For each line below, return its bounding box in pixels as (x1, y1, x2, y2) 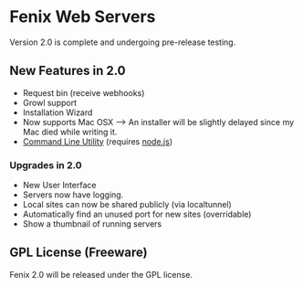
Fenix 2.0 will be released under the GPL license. (9, 269, 193, 280)
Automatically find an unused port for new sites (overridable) (22, 208, 252, 220)
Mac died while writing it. (22, 126, 118, 137)
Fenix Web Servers (9, 6, 156, 27)
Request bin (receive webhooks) (22, 87, 145, 98)
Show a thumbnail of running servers (22, 218, 162, 229)
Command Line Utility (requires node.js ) (22, 135, 173, 147)
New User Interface (22, 180, 97, 191)
